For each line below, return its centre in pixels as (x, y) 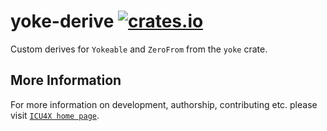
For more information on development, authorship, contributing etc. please (164, 104)
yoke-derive (62, 21)
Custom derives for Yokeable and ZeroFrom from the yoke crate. (139, 49)
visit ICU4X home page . (55, 115)
